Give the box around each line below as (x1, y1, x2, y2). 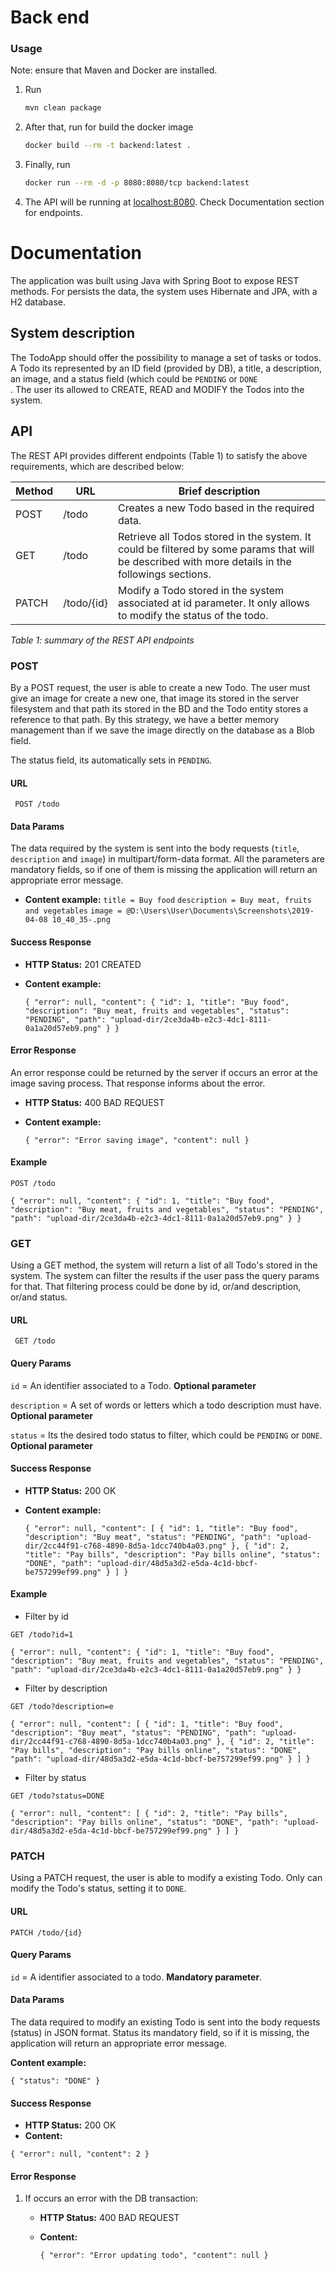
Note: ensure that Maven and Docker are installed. (10, 64, 218, 76)
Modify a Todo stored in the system (117, 583, 285, 597)
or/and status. (10, 1291, 68, 1303)
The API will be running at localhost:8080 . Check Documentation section (24, 196, 325, 208)
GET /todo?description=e (10, 1702, 114, 1712)
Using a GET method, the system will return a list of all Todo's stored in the (10, 1259, 318, 1271)
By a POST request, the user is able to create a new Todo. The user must (10, 681, 311, 693)
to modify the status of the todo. (117, 608, 269, 622)
